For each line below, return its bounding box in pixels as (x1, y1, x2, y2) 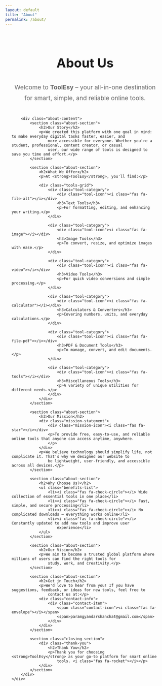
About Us (56, 55, 114, 71)
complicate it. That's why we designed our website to (12, 454, 130, 459)
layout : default (5, 7, 39, 13)
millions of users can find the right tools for (12, 556, 116, 562)
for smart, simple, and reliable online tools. (24, 94, 146, 102)
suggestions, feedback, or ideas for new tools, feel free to (12, 587, 146, 593)
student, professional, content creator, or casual (12, 143, 123, 148)
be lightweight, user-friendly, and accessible (48, 458, 150, 463)
